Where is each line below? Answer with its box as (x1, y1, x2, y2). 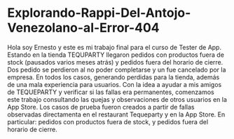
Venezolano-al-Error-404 (7, 20, 160, 36)
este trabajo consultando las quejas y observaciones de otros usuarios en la (7, 95, 228, 103)
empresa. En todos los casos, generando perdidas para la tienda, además (7, 72, 220, 81)
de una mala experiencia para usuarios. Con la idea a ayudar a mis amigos (7, 80, 222, 88)
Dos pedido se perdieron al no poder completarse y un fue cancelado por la (7, 65, 226, 74)
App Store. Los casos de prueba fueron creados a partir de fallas (7, 102, 195, 111)
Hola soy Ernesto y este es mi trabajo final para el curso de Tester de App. (7, 43, 222, 51)
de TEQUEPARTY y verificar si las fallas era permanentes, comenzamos (7, 88, 215, 96)
